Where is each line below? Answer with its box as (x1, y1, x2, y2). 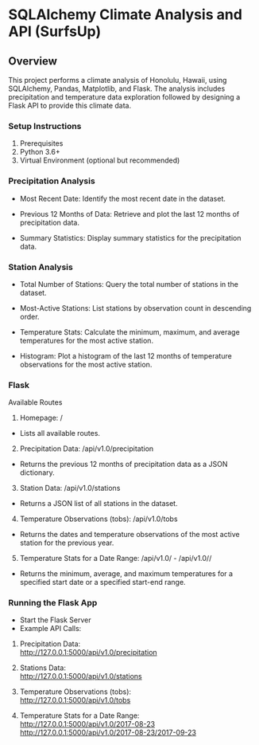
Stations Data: (19, 663, 66, 672)
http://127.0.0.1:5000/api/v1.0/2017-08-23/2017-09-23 (19, 727, 197, 738)
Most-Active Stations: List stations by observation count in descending (19, 303, 252, 312)
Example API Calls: (19, 624, 82, 633)
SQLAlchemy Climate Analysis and (8, 6, 242, 24)
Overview (8, 54, 58, 68)
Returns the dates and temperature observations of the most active (19, 530, 240, 539)
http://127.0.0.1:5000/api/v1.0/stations (19, 672, 142, 681)
